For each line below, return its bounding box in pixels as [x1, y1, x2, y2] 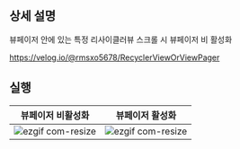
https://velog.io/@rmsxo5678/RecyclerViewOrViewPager [9, 52, 220, 63]
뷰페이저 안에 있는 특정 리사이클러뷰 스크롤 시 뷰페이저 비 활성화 [9, 34, 233, 45]
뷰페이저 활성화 [115, 109, 177, 121]
